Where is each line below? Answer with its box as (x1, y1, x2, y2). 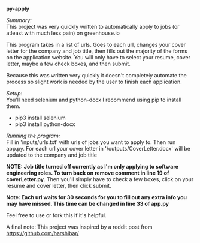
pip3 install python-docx (14, 121, 75, 128)
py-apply (6, 5, 30, 12)
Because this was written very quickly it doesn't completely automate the (6, 72, 187, 79)
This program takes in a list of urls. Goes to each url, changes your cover (6, 41, 186, 48)
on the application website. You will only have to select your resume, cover (6, 54, 190, 61)
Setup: (6, 90, 23, 97)
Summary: (6, 17, 32, 23)
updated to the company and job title (6, 151, 98, 158)
